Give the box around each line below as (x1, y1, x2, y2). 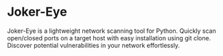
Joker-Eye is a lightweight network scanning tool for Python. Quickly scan (7, 27, 216, 35)
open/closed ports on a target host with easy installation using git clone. (7, 33, 211, 42)
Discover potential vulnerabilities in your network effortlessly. (7, 41, 180, 49)
